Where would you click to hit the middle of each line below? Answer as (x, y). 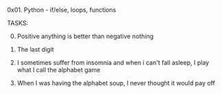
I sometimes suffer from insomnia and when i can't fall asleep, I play (113, 63)
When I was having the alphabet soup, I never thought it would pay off (116, 83)
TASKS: (18, 23)
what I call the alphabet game (59, 70)
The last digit (35, 49)
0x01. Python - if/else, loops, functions (62, 10)
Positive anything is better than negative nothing (85, 36)
